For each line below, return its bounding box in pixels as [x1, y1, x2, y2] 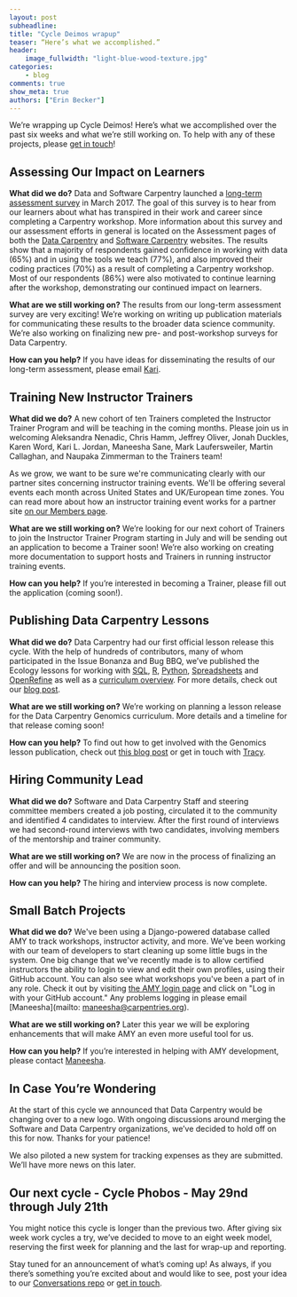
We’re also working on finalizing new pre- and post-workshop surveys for [9, 328, 278, 338]
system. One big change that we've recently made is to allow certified [9, 955, 264, 966]
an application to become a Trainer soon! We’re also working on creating [9, 542, 275, 552]
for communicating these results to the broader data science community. [9, 319, 276, 329]
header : [9, 46, 38, 55]
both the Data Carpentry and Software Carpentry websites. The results [9, 235, 269, 246]
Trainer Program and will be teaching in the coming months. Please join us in [9, 423, 289, 433]
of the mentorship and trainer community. [9, 834, 161, 844]
